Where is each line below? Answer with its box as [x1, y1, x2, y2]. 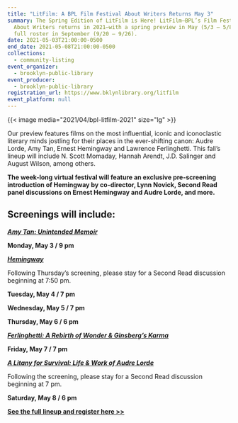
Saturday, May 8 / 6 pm [7, 393, 77, 402]
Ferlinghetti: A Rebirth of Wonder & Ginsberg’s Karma [7, 331, 169, 339]
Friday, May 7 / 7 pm [7, 344, 68, 353]
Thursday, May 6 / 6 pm [7, 317, 79, 326]
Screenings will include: [7, 208, 115, 220]
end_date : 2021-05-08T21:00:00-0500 [7, 43, 115, 50]
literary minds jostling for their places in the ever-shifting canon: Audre [7, 137, 214, 145]
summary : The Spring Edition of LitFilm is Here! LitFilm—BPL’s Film [7, 17, 217, 24]
